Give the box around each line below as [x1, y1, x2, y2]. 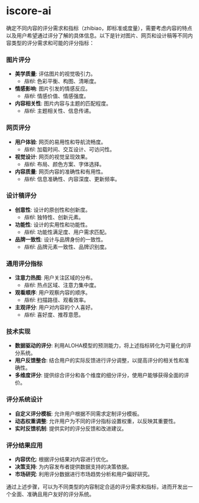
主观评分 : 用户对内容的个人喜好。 [14, 304, 96, 311]
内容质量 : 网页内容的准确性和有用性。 [14, 168, 107, 175]
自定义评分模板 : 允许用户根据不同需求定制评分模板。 [14, 410, 143, 417]
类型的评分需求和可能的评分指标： [11, 39, 95, 46]
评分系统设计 [6, 396, 43, 404]
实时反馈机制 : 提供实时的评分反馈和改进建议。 [14, 425, 127, 432]
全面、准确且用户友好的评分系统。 [11, 491, 95, 498]
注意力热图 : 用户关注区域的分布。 [14, 274, 96, 281]
